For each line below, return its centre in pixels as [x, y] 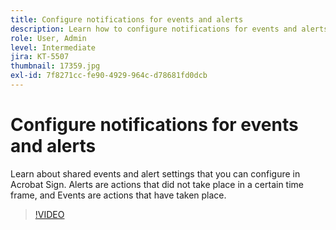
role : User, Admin [48, 38]
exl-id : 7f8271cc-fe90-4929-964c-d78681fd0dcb [109, 76]
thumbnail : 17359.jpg [55, 66]
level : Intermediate [53, 47]
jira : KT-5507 [40, 57]
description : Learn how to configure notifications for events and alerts [169, 29]
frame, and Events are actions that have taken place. [118, 195]
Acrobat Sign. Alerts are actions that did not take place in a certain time [157, 184]
